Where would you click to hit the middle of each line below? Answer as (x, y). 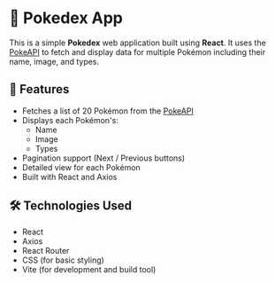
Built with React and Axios (69, 177)
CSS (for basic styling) (63, 260)
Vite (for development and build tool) (89, 269)
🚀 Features (39, 89)
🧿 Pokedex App (66, 18)
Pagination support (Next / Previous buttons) (103, 158)
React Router (46, 250)
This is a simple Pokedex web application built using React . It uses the (138, 43)
